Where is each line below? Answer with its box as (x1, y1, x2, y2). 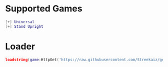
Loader (5, 41, 35, 52)
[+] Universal (5, 19, 35, 24)
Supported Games (5, 3, 82, 14)
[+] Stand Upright (5, 24, 43, 29)
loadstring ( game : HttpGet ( (5, 57, 59, 62)
